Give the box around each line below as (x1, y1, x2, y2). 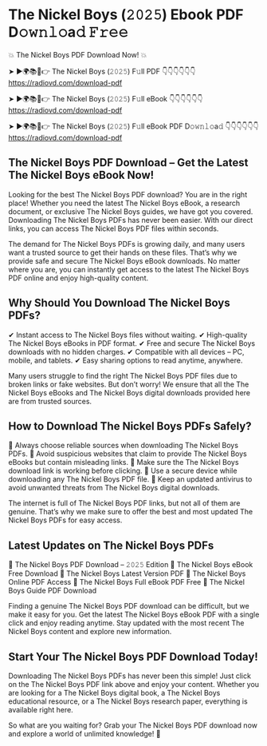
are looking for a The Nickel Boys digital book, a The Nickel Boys (8, 688, 221, 697)
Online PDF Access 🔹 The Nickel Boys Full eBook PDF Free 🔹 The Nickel (8, 577, 245, 587)
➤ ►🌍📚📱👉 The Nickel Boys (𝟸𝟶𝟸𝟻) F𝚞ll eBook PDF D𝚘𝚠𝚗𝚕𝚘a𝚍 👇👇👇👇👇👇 (8, 121, 259, 131)
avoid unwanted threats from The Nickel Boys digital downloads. (8, 483, 221, 493)
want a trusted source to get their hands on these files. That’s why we (8, 248, 238, 257)
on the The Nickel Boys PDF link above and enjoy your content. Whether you (8, 680, 260, 688)
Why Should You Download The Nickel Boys (8, 296, 230, 310)
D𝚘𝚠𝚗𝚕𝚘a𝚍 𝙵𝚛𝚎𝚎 (8, 23, 129, 42)
